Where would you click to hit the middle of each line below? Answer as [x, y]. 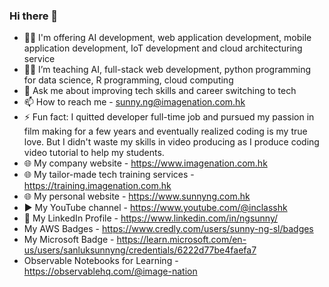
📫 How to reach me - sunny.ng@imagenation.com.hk [134, 102]
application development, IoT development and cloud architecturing [163, 48]
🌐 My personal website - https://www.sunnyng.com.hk [137, 196]
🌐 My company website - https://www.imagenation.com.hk [145, 163]
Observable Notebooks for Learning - [101, 261]
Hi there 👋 [34, 16]
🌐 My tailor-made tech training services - [109, 175]
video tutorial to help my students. [94, 153]
